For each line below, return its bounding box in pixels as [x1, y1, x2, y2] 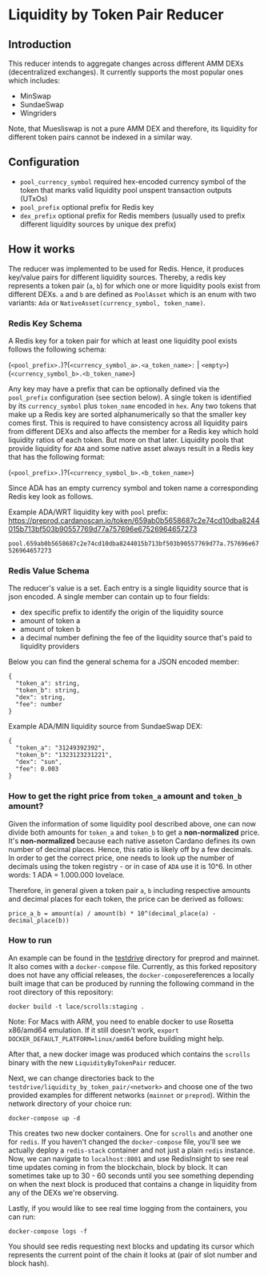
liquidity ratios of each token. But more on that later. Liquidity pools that [8, 435, 244, 444]
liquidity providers [19, 642, 80, 651]
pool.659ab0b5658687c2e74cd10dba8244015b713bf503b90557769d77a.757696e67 [8, 539, 260, 548]
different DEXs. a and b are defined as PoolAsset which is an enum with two [8, 289, 257, 299]
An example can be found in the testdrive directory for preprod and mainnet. [8, 953, 260, 963]
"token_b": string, [15, 686, 81, 694]
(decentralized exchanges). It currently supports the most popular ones [8, 67, 244, 77]
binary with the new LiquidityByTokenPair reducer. [8, 1057, 177, 1067]
